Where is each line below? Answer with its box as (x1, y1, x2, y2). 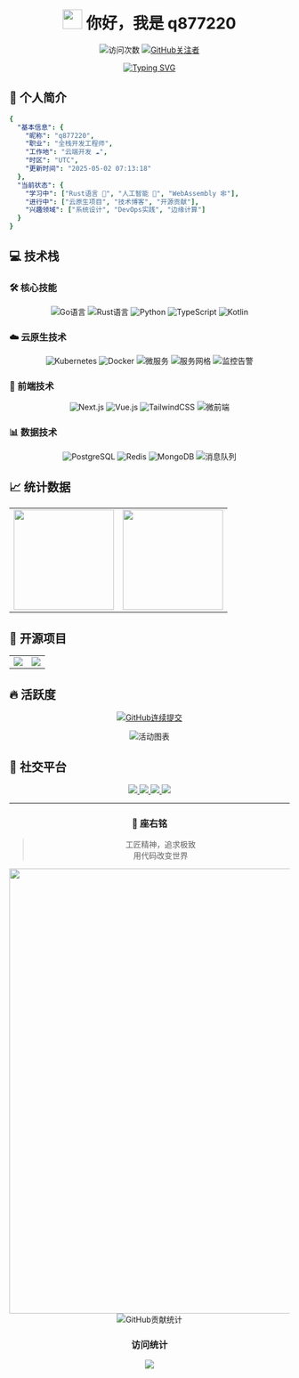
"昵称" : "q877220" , (25, 131, 95, 140)
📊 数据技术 (9, 426, 58, 439)
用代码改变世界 (133, 850, 189, 861)
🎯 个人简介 (9, 90, 67, 106)
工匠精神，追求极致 (125, 839, 196, 850)
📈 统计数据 (9, 479, 71, 494)
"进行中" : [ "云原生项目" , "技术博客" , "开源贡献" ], (25, 197, 199, 207)
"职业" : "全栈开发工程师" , (25, 139, 113, 149)
